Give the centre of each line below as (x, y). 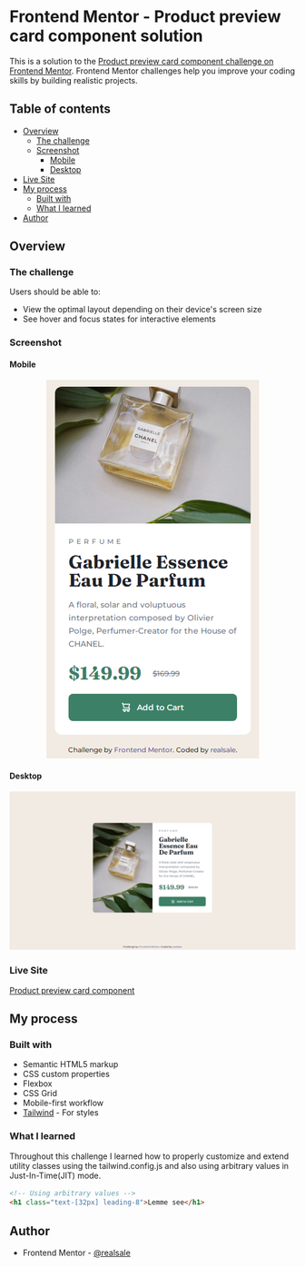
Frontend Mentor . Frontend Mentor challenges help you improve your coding (152, 71)
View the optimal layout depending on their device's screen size (142, 310)
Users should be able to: (55, 292)
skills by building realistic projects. (74, 80)
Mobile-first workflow (63, 1103)
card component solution (106, 36)
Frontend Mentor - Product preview (145, 17)
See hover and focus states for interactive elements (119, 319)
